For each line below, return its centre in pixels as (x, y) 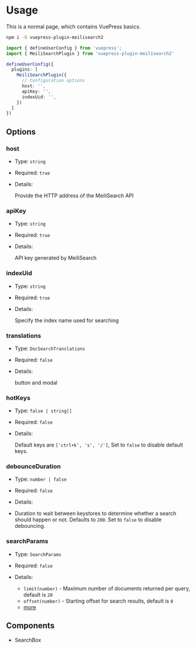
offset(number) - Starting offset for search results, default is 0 (98, 601)
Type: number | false (40, 479)
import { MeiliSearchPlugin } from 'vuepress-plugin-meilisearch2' (90, 54)
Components (30, 626)
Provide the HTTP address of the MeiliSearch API (74, 196)
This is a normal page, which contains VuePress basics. (73, 27)
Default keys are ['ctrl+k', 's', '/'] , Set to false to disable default (99, 445)
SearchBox (28, 640)
